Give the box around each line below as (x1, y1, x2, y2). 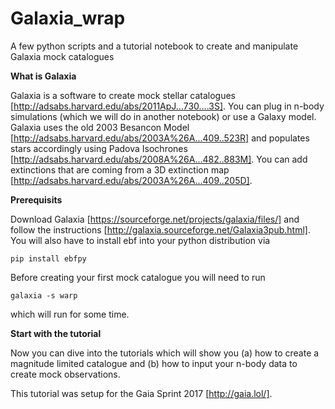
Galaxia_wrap (10, 7, 126, 30)
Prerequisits (10, 193, 63, 206)
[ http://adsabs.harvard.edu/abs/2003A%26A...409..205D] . (10, 174, 253, 186)
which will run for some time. (10, 308, 130, 320)
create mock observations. (10, 368, 121, 380)
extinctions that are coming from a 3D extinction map (10, 163, 230, 176)
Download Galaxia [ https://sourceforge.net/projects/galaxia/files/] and (10, 213, 300, 225)
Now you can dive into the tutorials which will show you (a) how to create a (10, 347, 320, 359)
